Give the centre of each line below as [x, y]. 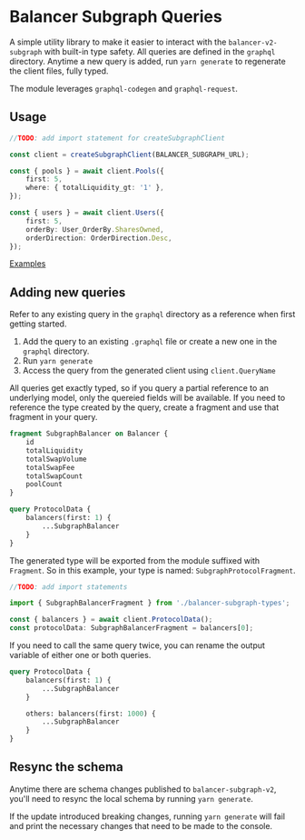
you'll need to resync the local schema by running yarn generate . [132, 798]
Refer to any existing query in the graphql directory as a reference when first [152, 315]
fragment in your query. [54, 417]
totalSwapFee [50, 467]
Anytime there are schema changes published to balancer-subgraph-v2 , [143, 789]
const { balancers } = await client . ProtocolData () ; [111, 620]
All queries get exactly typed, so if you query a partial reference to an [139, 388]
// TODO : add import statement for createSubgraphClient [117, 138]
